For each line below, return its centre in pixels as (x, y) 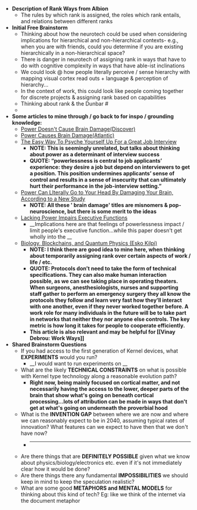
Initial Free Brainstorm (40, 27)
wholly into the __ (51, 237)
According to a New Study (53, 199)
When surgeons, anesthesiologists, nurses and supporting (104, 288)
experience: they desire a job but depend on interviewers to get (110, 167)
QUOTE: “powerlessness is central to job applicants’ (96, 161)
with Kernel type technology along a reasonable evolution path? (99, 376)
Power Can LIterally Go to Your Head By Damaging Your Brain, (97, 192)
